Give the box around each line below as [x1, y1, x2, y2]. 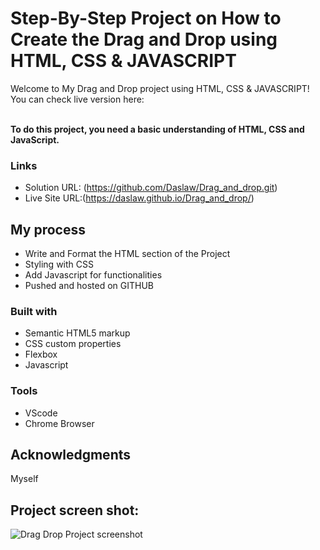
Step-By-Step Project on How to [10, 7, 282, 30]
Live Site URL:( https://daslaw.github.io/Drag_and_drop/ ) [24, 192, 255, 204]
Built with [10, 304, 58, 318]
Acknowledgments [10, 447, 132, 464]
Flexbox [24, 348, 58, 361]
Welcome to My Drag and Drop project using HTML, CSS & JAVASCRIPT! [10, 82, 310, 94]
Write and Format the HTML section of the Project [24, 248, 231, 260]
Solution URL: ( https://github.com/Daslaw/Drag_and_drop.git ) [24, 182, 278, 194]
